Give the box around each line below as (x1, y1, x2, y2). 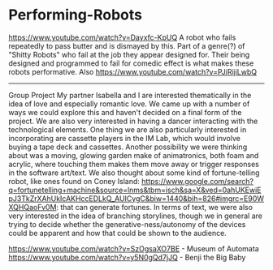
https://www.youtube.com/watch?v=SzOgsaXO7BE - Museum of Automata (8, 243, 259, 253)
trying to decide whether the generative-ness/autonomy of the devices (8, 219, 246, 229)
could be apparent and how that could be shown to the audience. (8, 228, 227, 238)
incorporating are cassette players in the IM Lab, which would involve (8, 133, 241, 143)
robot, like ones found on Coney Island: (8, 176, 141, 186)
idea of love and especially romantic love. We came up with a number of (8, 99, 250, 109)
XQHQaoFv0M (8, 202, 57, 212)
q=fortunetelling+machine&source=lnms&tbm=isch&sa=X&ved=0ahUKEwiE (8, 185, 262, 195)
